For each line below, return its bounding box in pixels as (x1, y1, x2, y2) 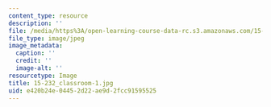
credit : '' (15, 57, 52, 65)
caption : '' (15, 49, 56, 57)
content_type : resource (8, 11, 89, 20)
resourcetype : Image (8, 72, 78, 80)
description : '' (8, 19, 63, 27)
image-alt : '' (15, 64, 63, 72)
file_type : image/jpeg (8, 34, 85, 43)
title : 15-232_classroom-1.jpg (8, 79, 114, 87)
